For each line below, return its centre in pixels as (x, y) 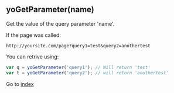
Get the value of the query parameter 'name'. (60, 23)
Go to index (20, 84)
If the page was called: (34, 35)
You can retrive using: (33, 56)
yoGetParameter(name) (50, 10)
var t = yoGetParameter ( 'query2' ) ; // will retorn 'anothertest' (87, 73)
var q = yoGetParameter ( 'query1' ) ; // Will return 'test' (78, 67)
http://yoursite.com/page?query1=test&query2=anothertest (78, 46)
